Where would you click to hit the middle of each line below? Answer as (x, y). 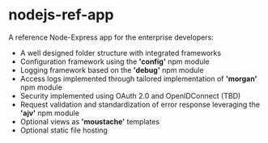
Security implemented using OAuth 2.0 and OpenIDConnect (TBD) (130, 95)
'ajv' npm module (49, 113)
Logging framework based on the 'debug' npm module (112, 69)
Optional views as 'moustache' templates (90, 121)
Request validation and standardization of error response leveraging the (140, 104)
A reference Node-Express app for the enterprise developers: (111, 37)
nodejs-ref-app (61, 15)
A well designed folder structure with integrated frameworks (120, 53)
